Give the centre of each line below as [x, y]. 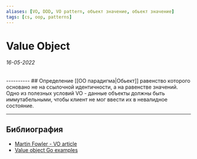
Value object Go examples [46, 150]
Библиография [35, 130]
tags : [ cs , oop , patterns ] [39, 17]
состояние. [20, 106]
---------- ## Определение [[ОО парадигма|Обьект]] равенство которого [98, 80]
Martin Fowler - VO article [46, 144]
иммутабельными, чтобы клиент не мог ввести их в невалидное [87, 99]
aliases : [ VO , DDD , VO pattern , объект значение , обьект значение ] [90, 11]
